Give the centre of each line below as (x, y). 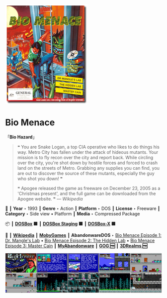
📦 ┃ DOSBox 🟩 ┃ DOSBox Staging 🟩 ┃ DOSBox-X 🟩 (60, 223)
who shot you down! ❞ (40, 179)
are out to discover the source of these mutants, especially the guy (86, 173)
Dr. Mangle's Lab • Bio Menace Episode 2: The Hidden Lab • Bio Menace (80, 240)
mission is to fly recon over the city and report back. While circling (85, 157)
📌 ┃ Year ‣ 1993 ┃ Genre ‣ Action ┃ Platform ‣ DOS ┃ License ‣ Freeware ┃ (83, 208)
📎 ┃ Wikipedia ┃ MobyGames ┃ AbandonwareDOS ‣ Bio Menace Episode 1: (83, 235)
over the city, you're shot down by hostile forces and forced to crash (87, 163)
